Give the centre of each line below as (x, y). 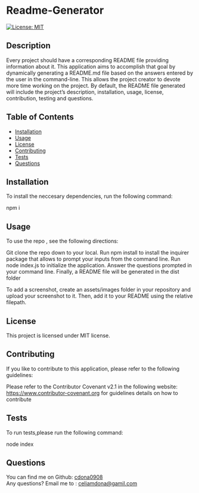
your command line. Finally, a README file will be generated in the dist (93, 272)
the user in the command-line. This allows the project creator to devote (93, 79)
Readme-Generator (55, 10)
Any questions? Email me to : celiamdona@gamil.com (72, 483)
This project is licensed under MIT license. (58, 336)
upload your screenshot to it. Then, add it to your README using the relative (99, 296)
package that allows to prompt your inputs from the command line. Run (93, 259)
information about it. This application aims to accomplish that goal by (91, 66)
